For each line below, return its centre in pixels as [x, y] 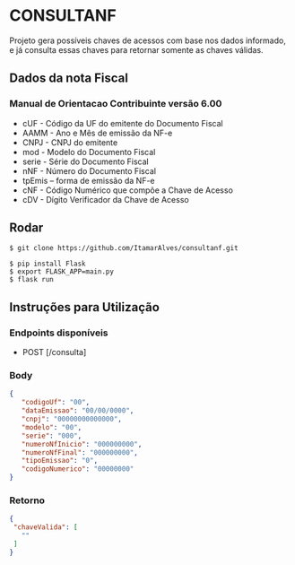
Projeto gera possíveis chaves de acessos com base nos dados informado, [148, 40]
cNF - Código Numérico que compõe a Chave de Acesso [127, 190]
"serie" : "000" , [52, 436]
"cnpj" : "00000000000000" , [72, 419]
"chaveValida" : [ [45, 527]
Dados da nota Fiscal [69, 78]
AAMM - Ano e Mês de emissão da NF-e [97, 133]
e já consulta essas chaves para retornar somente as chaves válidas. [136, 49]
